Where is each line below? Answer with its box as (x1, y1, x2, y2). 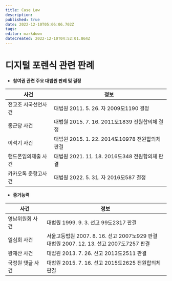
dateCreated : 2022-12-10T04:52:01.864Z (5, 36, 91, 41)
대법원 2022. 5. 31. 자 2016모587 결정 (54, 174, 146, 181)
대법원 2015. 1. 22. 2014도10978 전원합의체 (54, 135, 161, 142)
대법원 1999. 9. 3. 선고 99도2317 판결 (47, 219, 137, 226)
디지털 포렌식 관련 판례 (5, 60, 95, 72)
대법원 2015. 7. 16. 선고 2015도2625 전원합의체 (47, 259, 161, 266)
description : (5, 12, 33, 17)
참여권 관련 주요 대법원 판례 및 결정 (12, 77, 81, 83)
